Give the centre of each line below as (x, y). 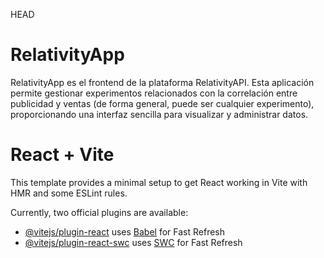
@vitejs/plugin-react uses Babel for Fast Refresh (125, 231)
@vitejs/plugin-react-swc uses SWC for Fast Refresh (133, 242)
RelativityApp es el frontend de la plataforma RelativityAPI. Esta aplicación (162, 82)
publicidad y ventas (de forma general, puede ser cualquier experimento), (162, 103)
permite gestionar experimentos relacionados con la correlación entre (154, 93)
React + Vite (62, 155)
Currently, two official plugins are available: (99, 212)
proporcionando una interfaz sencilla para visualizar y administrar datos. (159, 114)
